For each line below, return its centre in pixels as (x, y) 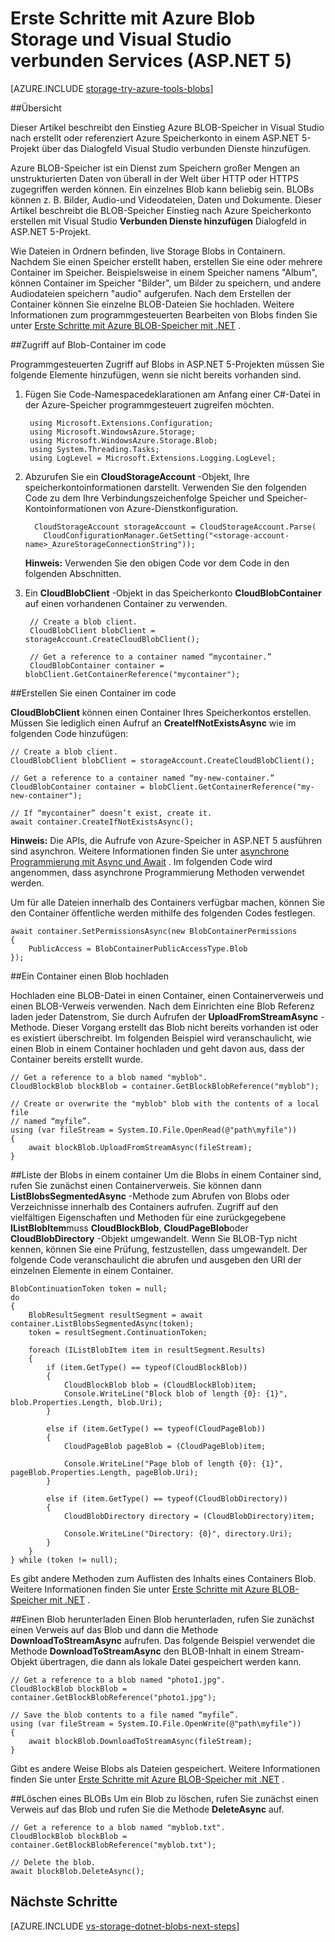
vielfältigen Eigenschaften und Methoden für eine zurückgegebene (148, 1217)
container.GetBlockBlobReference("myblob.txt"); (113, 1845)
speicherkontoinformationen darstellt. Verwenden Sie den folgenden (165, 487)
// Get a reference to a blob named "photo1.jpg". (118, 1680)
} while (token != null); (64, 1560)
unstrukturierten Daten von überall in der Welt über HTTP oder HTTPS (154, 178)
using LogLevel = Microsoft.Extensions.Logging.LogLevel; (153, 458)
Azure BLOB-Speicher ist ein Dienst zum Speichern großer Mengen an (155, 168)
